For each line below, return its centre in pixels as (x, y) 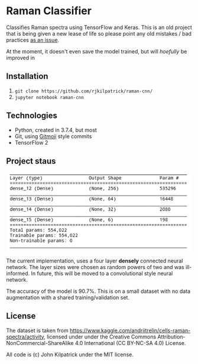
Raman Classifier (49, 11)
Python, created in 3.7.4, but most (56, 130)
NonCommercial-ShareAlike (40, 343)
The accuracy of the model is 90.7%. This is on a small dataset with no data (98, 291)
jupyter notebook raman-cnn (49, 97)
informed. (18, 273)
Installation (27, 76)
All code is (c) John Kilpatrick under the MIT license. (70, 355)
